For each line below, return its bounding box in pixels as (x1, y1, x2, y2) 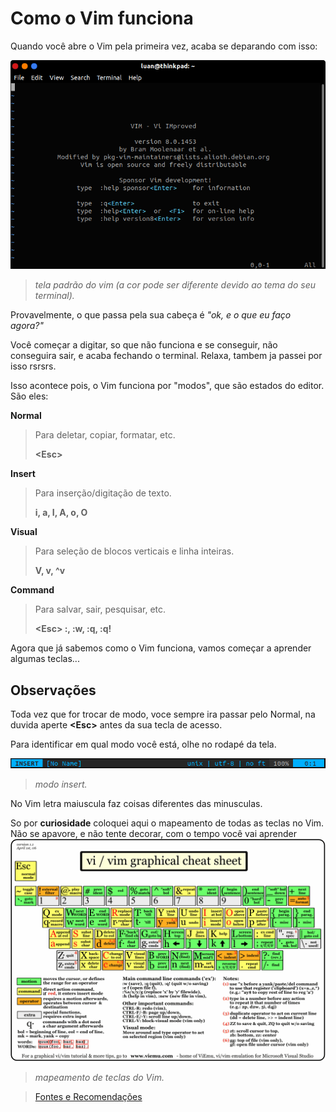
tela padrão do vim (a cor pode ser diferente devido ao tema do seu (34, 279, 317, 291)
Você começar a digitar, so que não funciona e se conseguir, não (10, 339, 278, 351)
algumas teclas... (10, 653, 80, 665)
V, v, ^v (34, 565, 66, 577)
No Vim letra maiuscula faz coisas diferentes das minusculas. (10, 798, 263, 810)
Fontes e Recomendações (34, 1091, 143, 1103)
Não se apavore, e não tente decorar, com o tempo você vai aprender (10, 828, 297, 840)
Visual (10, 526, 38, 538)
